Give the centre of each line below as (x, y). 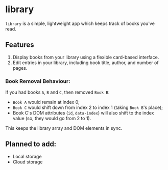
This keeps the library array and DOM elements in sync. (64, 128)
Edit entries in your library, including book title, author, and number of (86, 63)
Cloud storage (28, 162)
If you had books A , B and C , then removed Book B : (57, 92)
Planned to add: (31, 144)
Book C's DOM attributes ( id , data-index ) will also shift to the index (83, 113)
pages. (20, 68)
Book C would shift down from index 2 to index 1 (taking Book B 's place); (88, 107)
